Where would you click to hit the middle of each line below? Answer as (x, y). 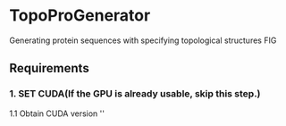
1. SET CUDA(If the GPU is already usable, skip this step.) (135, 94)
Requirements (49, 68)
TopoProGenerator (80, 16)
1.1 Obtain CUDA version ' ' (57, 113)
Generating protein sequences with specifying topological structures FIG (143, 40)
